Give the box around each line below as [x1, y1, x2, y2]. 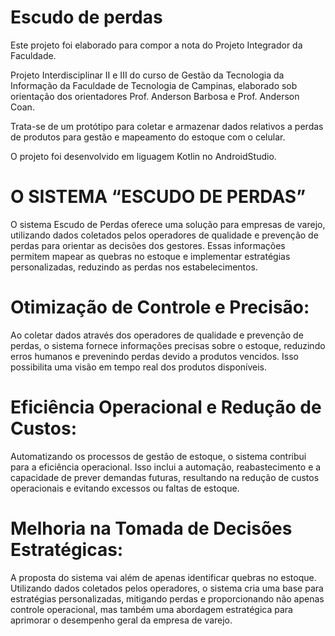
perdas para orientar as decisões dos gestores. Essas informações [10, 239, 286, 251]
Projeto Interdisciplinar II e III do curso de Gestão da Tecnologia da [10, 69, 285, 81]
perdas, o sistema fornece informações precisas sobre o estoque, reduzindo [10, 339, 326, 351]
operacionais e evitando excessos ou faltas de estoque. [10, 482, 240, 494]
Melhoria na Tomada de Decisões [10, 517, 293, 540]
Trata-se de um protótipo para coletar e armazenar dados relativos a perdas [10, 120, 324, 132]
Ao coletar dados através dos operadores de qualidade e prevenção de [10, 329, 304, 341]
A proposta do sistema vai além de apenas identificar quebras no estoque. [10, 571, 317, 583]
